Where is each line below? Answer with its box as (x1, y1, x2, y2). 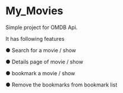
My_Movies (5, 4, 64, 18)
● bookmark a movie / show (5, 69, 75, 76)
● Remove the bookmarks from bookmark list (5, 81, 118, 88)
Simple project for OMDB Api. (5, 24, 78, 31)
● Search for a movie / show (5, 46, 77, 54)
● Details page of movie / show (5, 58, 84, 65)
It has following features (5, 35, 65, 42)
